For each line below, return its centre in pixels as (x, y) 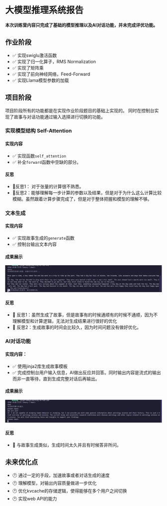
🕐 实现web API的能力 (35, 499)
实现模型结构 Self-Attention (39, 131)
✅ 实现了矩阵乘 (28, 67)
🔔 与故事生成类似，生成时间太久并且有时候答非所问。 (67, 445)
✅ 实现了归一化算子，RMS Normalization (54, 61)
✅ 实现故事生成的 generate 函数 (43, 238)
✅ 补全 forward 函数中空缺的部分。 (46, 162)
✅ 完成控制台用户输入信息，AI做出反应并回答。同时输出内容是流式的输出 (87, 372)
